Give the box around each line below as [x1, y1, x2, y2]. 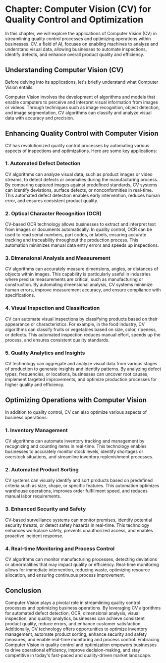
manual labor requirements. [5, 493, 61, 499]
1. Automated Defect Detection [5, 160, 81, 167]
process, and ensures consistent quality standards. [5, 337, 110, 343]
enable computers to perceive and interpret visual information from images [5, 99, 159, 105]
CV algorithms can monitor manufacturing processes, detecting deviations [5, 556, 157, 562]
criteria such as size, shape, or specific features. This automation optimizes [5, 483, 160, 489]
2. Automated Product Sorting [5, 466, 79, 473]
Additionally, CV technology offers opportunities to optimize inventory [5, 626, 148, 632]
